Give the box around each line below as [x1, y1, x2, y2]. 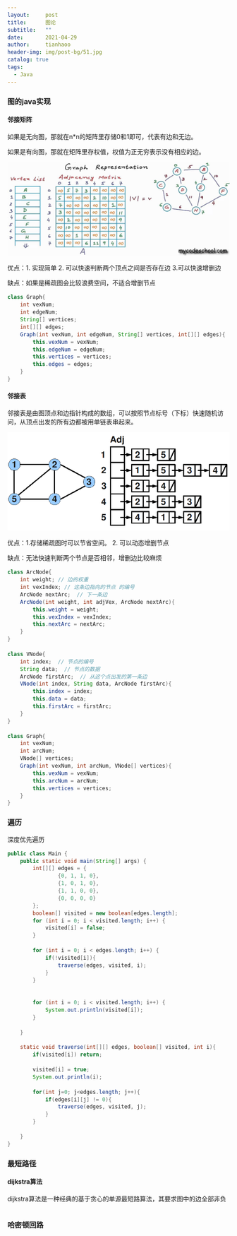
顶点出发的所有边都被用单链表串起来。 [25, 417, 138, 427]
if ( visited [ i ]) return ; [32, 1051, 102, 1059]
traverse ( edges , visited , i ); [57, 961, 147, 969]
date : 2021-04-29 [7, 34, 78, 41]
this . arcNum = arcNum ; [32, 777, 99, 784]
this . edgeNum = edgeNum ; [32, 346, 106, 353]
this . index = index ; [32, 688, 93, 695]
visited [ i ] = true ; [32, 1066, 90, 1074]
